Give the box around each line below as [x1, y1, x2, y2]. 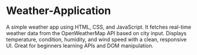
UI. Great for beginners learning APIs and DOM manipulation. [6, 42, 154, 49]
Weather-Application [6, 4, 111, 18]
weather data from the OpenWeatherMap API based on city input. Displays [6, 29, 187, 36]
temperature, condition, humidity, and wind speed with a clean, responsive [6, 36, 187, 43]
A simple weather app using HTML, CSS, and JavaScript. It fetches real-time [6, 23, 192, 30]
